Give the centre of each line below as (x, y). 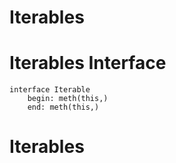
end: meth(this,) (63, 107)
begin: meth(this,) (68, 99)
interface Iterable (50, 90)
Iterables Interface (88, 63)
